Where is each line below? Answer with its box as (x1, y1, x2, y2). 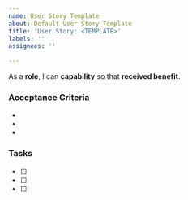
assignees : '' (8, 42, 57, 50)
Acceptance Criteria (8, 92, 90, 103)
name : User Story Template (8, 11, 100, 20)
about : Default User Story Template (8, 20, 132, 28)
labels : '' (8, 34, 45, 43)
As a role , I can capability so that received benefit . (8, 72, 181, 81)
